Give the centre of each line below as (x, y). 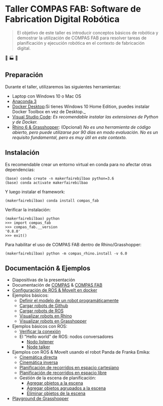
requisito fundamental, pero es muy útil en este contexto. (69, 137)
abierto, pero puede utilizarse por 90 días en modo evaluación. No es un (85, 132)
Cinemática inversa (39, 362)
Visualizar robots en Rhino (45, 316)
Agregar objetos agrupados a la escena (66, 388)
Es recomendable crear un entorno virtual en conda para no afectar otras (78, 164)
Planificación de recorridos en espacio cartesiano (69, 368)
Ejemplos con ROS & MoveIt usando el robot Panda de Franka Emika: (81, 352)
